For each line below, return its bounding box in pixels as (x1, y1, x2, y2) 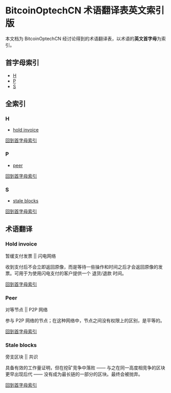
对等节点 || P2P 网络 (5, 307, 48, 313)
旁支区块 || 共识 (5, 354, 39, 360)
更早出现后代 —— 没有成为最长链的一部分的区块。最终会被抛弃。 (5, 371, 143, 378)
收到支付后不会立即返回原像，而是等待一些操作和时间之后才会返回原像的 (5, 264, 158, 270)
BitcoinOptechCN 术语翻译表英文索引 (5, 5, 165, 16)
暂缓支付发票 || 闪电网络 (5, 253, 56, 259)
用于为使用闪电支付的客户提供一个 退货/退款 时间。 (18, 270, 127, 276)
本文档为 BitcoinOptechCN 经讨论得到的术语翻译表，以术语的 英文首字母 (5, 35, 157, 42)
